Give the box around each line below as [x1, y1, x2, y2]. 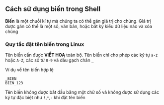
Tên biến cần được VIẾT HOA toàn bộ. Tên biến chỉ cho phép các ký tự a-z [5, 52, 158, 58]
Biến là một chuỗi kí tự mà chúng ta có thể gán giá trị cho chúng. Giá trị [5, 18, 151, 24]
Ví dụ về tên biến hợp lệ [5, 67, 54, 73]
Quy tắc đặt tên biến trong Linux [5, 40, 84, 47]
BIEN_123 [5, 81, 23, 86]
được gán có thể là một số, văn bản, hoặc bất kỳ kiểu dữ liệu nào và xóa [5, 23, 153, 29]
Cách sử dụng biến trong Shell [5, 5, 101, 13]
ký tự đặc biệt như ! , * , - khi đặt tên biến [5, 95, 85, 101]
